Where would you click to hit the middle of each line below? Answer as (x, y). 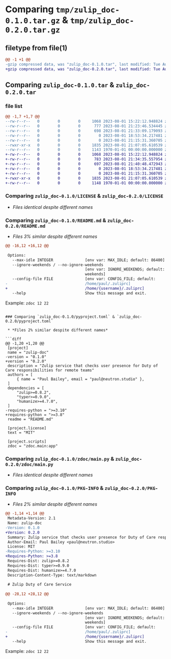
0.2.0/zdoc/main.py (29, 464)
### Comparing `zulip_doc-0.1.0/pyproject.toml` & (60, 317)
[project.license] (27, 428)
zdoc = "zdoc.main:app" (33, 446)
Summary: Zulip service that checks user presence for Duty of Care (82, 537)
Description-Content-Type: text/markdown (52, 575)
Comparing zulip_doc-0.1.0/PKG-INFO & (54, 488)
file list (14, 106)
